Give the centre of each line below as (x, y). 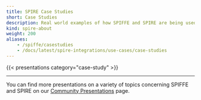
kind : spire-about (29, 28)
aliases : (17, 39)
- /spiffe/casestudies (45, 45)
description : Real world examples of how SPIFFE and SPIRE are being (95, 23)
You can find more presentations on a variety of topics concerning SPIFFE (98, 85)
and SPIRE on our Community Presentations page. (68, 90)
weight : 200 (21, 34)
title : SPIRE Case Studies (40, 12)
